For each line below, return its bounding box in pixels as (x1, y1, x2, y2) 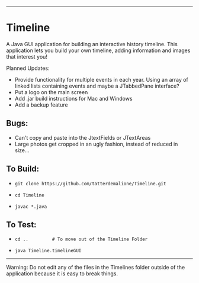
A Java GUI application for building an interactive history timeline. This (6, 40, 178, 47)
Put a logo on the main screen (14, 88, 88, 95)
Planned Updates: (6, 65, 50, 72)
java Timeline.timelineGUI (14, 248, 82, 254)
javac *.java (14, 204, 47, 210)
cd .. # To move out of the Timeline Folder (14, 236, 148, 243)
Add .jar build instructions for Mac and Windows (14, 95, 133, 102)
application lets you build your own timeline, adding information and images (6, 47, 191, 54)
